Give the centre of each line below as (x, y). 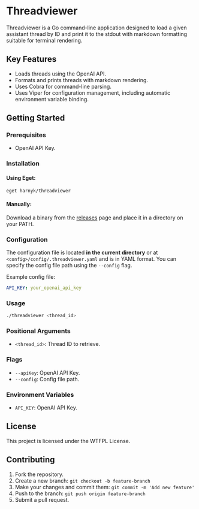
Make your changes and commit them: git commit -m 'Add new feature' (105, 487)
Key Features (31, 59)
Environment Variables (40, 394)
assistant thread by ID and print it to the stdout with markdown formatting (97, 34)
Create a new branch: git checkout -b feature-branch (83, 480)
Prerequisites (26, 135)
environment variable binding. (52, 99)
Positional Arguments (38, 331)
